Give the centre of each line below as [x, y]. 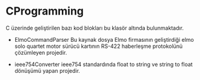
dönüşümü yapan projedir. [47, 70]
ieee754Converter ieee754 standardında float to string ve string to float [104, 64]
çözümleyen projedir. [41, 52]
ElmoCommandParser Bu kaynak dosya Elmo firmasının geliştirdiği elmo [104, 39]
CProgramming [45, 11]
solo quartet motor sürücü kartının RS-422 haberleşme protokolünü [98, 46]
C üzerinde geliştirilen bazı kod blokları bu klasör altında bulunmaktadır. [95, 28]
